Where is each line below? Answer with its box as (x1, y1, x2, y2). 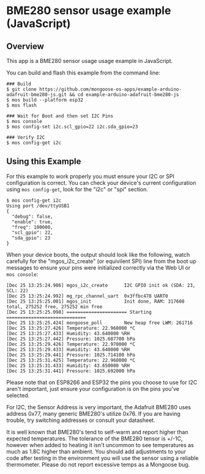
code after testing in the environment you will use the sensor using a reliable (6, 454, 199, 462)
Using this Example (6, 157, 81, 167)
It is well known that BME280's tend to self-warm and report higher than (6, 428, 188, 435)
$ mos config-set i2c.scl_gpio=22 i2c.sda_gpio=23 (6, 124, 138, 130)
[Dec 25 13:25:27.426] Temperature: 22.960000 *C (6, 325, 136, 331)
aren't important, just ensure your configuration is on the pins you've (6, 385, 179, 392)
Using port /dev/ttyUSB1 (6, 202, 70, 209)
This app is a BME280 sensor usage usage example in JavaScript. (6, 57, 173, 64)
